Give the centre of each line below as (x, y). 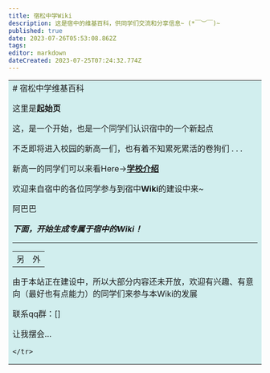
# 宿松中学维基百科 (48, 88)
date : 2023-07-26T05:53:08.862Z (62, 38)
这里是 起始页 (37, 108)
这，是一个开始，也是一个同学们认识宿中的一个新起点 (113, 128)
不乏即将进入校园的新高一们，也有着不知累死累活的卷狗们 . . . (127, 148)
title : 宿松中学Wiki (40, 16)
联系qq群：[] (37, 314)
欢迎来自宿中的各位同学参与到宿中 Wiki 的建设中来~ (108, 188)
